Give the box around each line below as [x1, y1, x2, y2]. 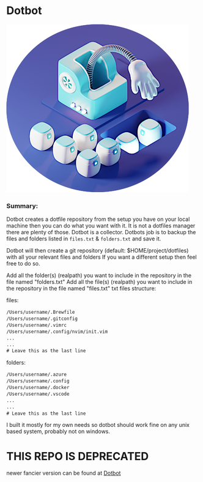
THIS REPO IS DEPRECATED [6, 449, 149, 463]
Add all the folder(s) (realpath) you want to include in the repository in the [6, 272, 191, 279]
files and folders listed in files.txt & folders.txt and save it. [6, 235, 161, 242]
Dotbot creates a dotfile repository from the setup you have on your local [6, 215, 190, 223]
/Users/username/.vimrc [6, 322, 67, 328]
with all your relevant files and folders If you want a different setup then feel [6, 253, 197, 261]
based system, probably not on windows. [6, 428, 111, 435]
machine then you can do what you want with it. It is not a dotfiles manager [6, 222, 196, 229]
